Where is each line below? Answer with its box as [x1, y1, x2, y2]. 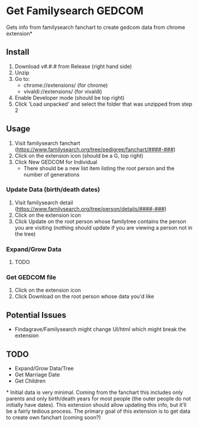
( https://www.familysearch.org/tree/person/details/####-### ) [14, 205, 167, 212]
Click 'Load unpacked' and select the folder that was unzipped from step [14, 100, 193, 107]
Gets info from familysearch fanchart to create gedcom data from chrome [6, 24, 186, 31]
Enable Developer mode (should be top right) [14, 94, 125, 101]
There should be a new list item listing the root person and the [23, 164, 175, 172]
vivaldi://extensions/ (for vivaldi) [23, 87, 102, 95]
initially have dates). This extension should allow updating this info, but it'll [6, 402, 187, 409]
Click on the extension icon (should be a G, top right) [14, 152, 144, 159]
